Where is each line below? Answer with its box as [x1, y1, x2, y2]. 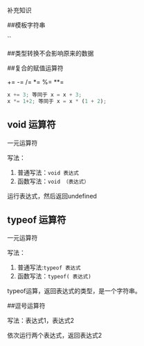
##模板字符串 [7, 21, 46, 29]
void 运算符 [7, 119, 56, 131]
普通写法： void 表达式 [17, 168, 80, 176]
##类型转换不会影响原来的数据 [7, 49, 94, 57]
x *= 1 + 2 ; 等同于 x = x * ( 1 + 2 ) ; [7, 97, 107, 104]
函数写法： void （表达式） [17, 177, 90, 185]
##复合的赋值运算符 [7, 64, 64, 72]
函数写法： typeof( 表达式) [17, 272, 91, 281]
